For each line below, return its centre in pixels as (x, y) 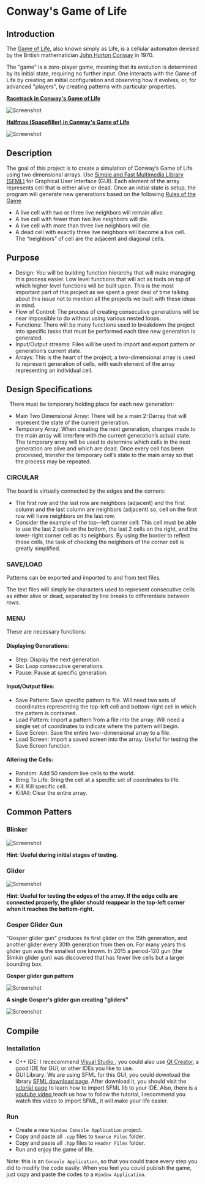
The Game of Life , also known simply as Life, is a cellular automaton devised (103, 48)
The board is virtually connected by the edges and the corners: (86, 491)
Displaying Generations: (38, 645)
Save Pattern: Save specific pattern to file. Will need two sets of (95, 700)
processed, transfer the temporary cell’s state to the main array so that (104, 455)
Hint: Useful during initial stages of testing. (62, 855)
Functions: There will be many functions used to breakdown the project (105, 324)
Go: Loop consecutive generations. (59, 666)
